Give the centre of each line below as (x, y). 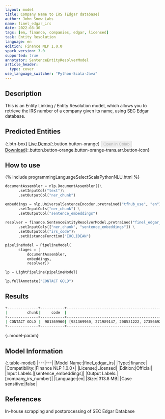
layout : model (20, 10)
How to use (23, 165)
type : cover (22, 69)
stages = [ (29, 250)
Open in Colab (116, 144)
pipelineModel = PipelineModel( (38, 245)
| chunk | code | (36, 312)
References (23, 399)
